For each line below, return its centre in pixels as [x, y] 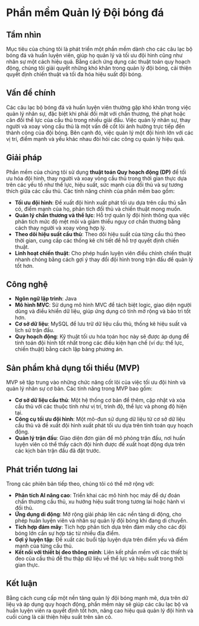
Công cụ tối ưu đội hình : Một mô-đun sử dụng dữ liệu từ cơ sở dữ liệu [100, 419]
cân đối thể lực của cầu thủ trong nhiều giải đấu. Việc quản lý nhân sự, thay [99, 120]
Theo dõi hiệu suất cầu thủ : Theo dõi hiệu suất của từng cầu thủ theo [100, 234]
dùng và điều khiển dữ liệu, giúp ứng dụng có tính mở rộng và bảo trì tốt [103, 311]
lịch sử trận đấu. [34, 330]
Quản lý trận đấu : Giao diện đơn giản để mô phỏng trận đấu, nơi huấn [100, 438]
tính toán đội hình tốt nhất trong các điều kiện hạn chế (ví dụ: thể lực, [99, 343]
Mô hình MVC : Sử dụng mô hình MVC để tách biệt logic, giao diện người [103, 305]
